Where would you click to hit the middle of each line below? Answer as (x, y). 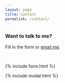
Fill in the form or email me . (33, 47)
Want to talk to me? (29, 36)
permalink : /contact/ (27, 19)
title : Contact (21, 14)
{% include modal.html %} (32, 76)
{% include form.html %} (30, 66)
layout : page (18, 10)
